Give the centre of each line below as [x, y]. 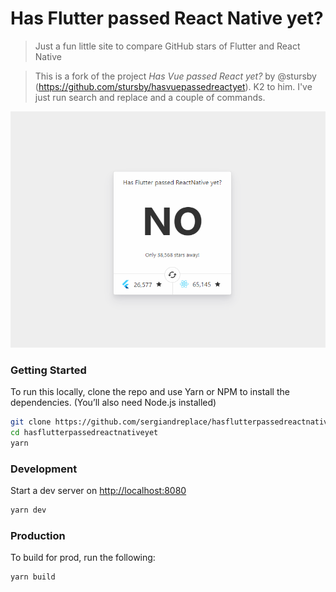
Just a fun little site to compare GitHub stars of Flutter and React [167, 46]
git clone [31, 422]
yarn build [33, 577]
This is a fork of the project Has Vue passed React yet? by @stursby [175, 76]
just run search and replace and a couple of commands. [150, 97]
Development [44, 469]
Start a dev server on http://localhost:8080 [98, 491]
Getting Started [48, 370]
